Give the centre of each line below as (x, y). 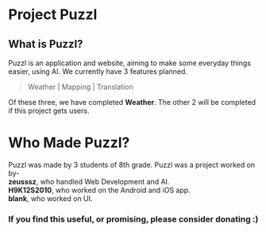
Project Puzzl (53, 15)
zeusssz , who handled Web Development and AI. (89, 181)
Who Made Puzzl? (69, 143)
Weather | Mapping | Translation (80, 87)
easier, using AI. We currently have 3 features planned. (98, 72)
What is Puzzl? (46, 44)
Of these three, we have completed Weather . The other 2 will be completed (132, 102)
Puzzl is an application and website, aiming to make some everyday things (130, 63)
